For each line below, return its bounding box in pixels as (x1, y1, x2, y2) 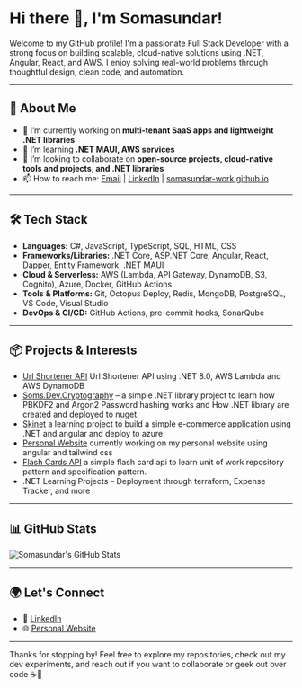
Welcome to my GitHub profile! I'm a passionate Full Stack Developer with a (9, 38, 289, 49)
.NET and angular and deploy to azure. (22, 428, 166, 439)
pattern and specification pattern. (22, 466, 147, 477)
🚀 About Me (9, 101, 76, 116)
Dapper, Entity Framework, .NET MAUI (22, 260, 164, 270)
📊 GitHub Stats (9, 521, 97, 536)
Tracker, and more (22, 485, 91, 497)
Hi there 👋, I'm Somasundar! (9, 8, 223, 29)
